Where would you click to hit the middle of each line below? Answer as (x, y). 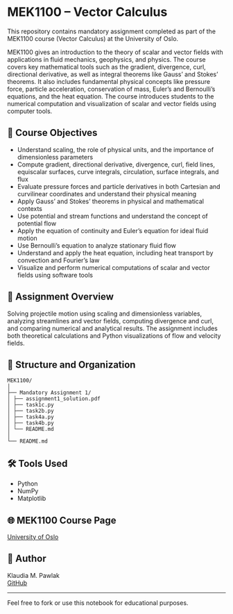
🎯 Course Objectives (52, 133)
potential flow (37, 223)
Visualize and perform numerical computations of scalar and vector (113, 267)
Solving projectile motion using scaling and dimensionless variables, (105, 314)
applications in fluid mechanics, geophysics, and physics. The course (106, 59)
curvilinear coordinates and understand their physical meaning (107, 194)
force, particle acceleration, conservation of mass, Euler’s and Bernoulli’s (111, 89)
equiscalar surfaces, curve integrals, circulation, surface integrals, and (118, 171)
